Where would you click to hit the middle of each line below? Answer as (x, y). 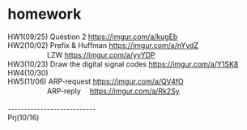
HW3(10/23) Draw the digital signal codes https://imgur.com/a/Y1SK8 (123, 64)
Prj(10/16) (23, 117)
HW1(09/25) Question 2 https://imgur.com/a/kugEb (93, 37)
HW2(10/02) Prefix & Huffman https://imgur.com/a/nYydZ (103, 45)
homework (45, 14)
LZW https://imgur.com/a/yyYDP (101, 54)
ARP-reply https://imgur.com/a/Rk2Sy (113, 91)
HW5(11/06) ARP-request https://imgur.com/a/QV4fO (96, 81)
